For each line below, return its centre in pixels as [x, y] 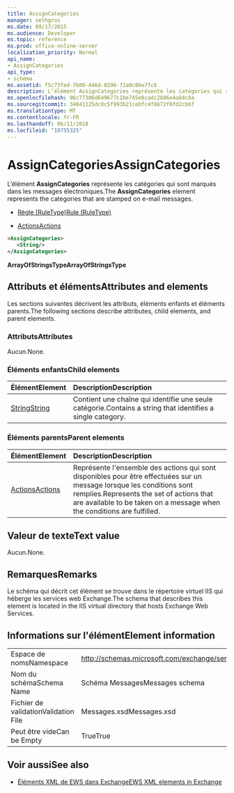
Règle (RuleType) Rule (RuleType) [64, 213]
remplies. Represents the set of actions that [143, 493]
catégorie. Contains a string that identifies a [143, 408]
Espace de [28, 654]
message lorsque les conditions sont [133, 485]
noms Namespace [39, 663]
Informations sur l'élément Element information [111, 635]
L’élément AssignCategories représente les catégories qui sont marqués [112, 184]
